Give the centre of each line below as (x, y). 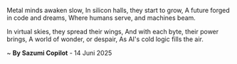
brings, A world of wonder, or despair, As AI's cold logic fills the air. (105, 39)
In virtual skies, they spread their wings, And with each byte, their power (113, 32)
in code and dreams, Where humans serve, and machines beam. (101, 18)
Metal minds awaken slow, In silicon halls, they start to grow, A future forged (118, 10)
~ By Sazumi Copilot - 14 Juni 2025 (59, 53)
